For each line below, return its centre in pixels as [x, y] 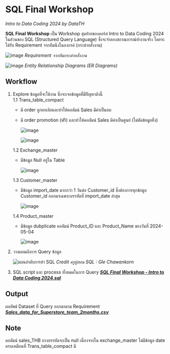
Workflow [21, 82]
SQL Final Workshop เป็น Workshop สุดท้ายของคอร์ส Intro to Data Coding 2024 [85, 33]
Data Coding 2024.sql [37, 278]
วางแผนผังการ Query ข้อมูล [37, 252]
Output [17, 294]
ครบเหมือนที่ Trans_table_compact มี [41, 346]
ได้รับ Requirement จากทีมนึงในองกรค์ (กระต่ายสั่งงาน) [54, 45]
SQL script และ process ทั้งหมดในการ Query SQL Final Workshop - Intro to [88, 272]
